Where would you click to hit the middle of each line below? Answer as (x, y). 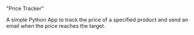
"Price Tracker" (25, 8)
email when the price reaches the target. (56, 26)
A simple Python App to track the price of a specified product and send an (97, 20)
